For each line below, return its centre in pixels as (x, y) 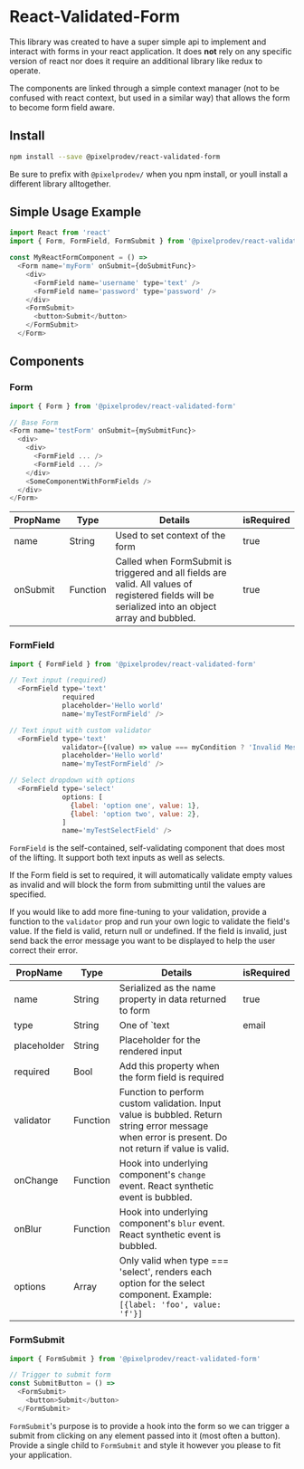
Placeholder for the (160, 1040)
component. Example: (166, 1294)
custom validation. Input (170, 1103)
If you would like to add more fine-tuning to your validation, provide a (138, 912)
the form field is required (171, 1077)
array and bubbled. (156, 618)
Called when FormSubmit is (174, 561)
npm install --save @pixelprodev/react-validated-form (115, 157)
